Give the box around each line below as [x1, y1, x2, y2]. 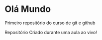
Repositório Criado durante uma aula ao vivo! [4, 29, 98, 35]
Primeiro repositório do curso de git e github [4, 20, 96, 26]
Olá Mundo [4, 3, 51, 15]
